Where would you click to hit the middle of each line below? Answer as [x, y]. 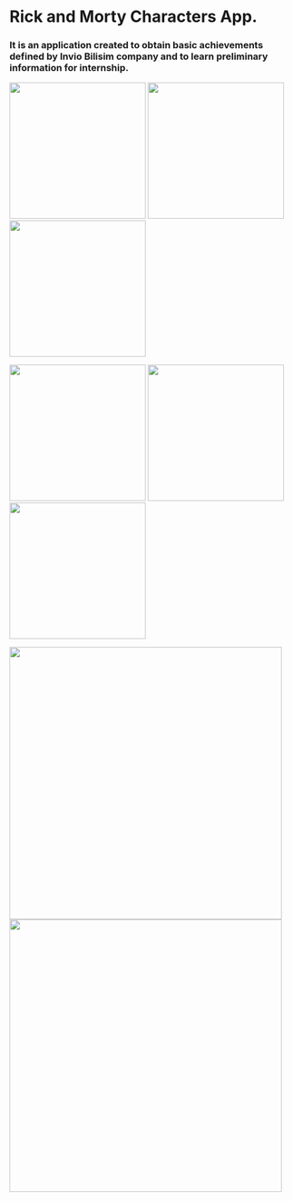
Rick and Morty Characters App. [133, 17]
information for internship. [69, 68]
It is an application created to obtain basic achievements [137, 45]
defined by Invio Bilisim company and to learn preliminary [139, 56]
